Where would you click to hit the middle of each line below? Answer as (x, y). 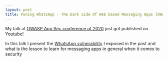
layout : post (19, 10)
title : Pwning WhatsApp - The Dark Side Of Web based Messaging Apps (79, 14)
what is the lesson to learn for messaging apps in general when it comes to (82, 49)
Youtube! (14, 34)
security (14, 54)
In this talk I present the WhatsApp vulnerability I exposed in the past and (80, 43)
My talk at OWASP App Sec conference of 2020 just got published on (77, 28)
